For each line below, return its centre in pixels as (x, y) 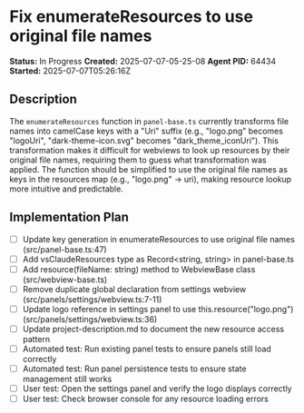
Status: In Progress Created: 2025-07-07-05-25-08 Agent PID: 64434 (143, 61)
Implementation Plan (69, 217)
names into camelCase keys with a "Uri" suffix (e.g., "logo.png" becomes (147, 131)
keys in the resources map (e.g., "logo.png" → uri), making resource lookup (151, 179)
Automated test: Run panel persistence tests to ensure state (134, 369)
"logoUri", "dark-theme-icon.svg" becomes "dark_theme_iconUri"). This (144, 140)
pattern (36, 339)
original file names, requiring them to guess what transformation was (138, 160)
